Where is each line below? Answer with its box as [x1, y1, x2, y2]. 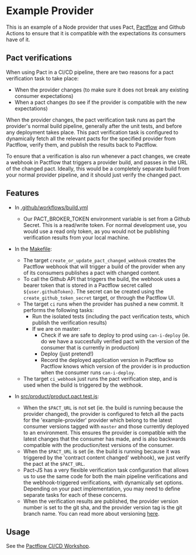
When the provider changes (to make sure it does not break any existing [14, 86, 189, 93]
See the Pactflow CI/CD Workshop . [6, 543, 91, 550]
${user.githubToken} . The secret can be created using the [23, 287, 164, 295]
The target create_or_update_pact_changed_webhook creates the [23, 256, 176, 263]
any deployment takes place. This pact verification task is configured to [6, 128, 178, 136]
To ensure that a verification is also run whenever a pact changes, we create [6, 153, 191, 160]
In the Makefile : [14, 245, 52, 252]
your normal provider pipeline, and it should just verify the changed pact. [6, 171, 182, 178]
